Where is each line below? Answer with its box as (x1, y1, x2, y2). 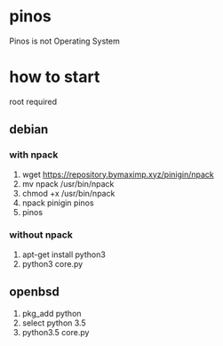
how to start (9, 67, 100, 87)
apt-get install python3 (21, 249, 107, 260)
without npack (9, 229, 73, 241)
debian (9, 122, 49, 137)
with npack (9, 149, 59, 161)
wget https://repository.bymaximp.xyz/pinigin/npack (21, 169, 215, 180)
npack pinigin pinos (21, 197, 95, 208)
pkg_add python (21, 308, 82, 318)
